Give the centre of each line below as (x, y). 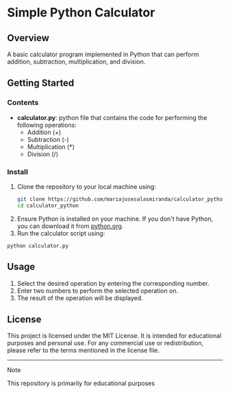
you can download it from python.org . (70, 226)
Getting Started (41, 83)
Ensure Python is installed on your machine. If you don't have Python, (115, 219)
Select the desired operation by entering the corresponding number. (113, 283)
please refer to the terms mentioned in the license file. (83, 350)
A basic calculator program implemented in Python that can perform (103, 54)
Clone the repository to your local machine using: (86, 186)
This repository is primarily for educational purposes (81, 383)
